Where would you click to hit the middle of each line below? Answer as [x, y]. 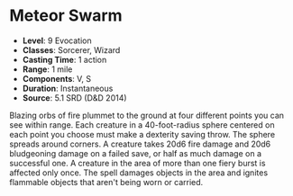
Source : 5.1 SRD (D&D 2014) [75, 98]
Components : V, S [57, 78]
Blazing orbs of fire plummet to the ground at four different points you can [147, 115]
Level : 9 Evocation [57, 40]
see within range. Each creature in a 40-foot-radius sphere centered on [142, 125]
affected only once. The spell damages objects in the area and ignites [139, 173]
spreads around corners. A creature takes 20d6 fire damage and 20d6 [140, 144]
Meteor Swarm [66, 16]
